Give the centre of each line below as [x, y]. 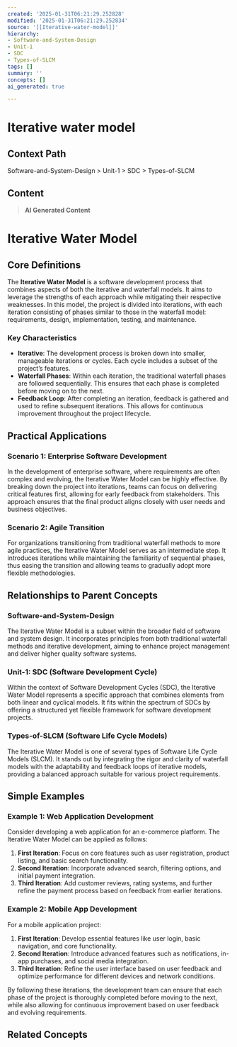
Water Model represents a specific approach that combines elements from [116, 695]
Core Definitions [44, 265]
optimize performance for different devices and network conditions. [116, 976]
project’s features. [44, 369]
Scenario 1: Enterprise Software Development [87, 456]
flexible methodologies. [41, 573]
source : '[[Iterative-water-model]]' [63, 27]
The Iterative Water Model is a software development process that [105, 282]
